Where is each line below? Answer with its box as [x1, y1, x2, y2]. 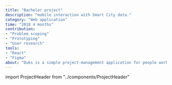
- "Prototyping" [5, 36, 40, 41]
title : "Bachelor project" [5, 7, 63, 13]
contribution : [5, 27, 36, 32]
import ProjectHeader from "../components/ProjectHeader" [5, 74, 130, 80]
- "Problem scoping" [5, 31, 50, 36]
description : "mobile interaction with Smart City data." [5, 12, 132, 17]
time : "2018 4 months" [5, 22, 54, 27]
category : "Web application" [5, 17, 68, 22]
